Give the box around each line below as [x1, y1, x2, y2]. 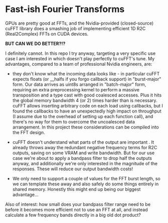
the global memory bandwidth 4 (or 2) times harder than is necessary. [12, 97, 157, 103]
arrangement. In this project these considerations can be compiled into [12, 124, 159, 130]
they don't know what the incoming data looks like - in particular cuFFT [12, 70, 160, 76]
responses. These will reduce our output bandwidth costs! [12, 166, 133, 172]
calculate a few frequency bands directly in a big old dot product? [5, 212, 141, 218]
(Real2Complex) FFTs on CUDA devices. [5, 31, 89, 37]
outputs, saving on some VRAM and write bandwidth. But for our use [12, 150, 154, 156]
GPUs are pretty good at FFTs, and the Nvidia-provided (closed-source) [5, 20, 154, 26]
